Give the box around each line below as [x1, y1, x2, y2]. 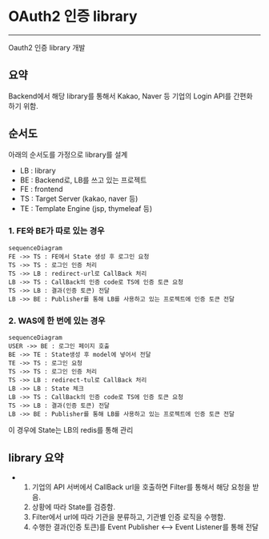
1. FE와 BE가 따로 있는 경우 [8, 226, 106, 237]
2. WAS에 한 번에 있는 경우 [8, 315, 106, 326]
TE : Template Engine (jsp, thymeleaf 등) [19, 203, 153, 213]
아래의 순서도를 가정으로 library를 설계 [8, 150, 128, 159]
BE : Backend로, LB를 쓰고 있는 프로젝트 [19, 175, 147, 185]
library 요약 [8, 451, 64, 465]
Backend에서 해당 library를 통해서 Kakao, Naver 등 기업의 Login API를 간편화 [8, 91, 254, 101]
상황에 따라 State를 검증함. [31, 501, 116, 512]
